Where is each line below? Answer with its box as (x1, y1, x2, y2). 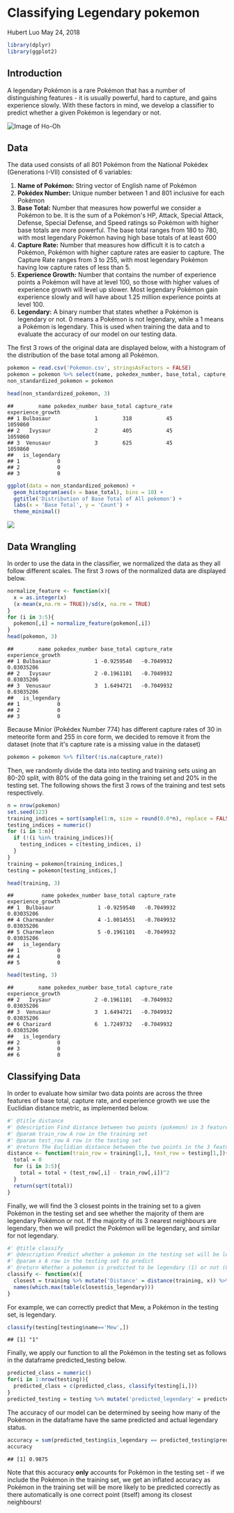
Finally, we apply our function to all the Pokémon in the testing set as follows (7, 1349, 227, 1357)
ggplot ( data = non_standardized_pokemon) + (7, 482, 136, 489)
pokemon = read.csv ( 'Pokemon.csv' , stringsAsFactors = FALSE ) (7, 365, 192, 372)
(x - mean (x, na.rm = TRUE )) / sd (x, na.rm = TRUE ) (13, 600, 151, 607)
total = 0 (13, 1157, 42, 1164)
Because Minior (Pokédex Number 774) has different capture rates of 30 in (7, 725, 221, 733)
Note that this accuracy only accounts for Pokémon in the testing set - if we (7, 1468, 225, 1476)
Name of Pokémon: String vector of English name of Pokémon (17, 182, 197, 190)
